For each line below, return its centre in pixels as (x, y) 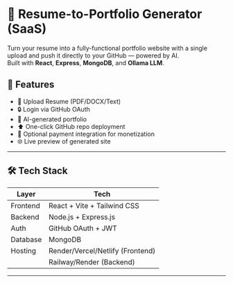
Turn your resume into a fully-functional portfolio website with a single (107, 48)
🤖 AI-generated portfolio (52, 119)
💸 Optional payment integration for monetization (86, 134)
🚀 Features (31, 85)
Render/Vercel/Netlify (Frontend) (102, 250)
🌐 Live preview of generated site (64, 141)
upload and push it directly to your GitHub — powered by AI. (93, 55)
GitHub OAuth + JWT (83, 228)
